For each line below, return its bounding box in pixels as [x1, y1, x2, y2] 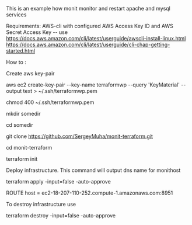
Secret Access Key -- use [6, 29, 68, 36]
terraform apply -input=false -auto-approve [6, 178, 111, 185]
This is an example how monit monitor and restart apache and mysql [6, 5, 170, 12]
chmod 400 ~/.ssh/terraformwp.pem [6, 99, 95, 106]
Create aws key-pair [6, 70, 55, 77]
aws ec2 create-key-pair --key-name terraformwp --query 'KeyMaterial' [6, 81, 180, 88]
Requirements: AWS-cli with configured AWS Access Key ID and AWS [6, 23, 173, 29]
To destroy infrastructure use [6, 201, 76, 207]
